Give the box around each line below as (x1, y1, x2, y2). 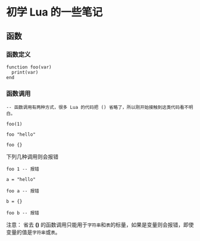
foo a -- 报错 (6, 188, 40, 194)
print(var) (11, 69, 39, 75)
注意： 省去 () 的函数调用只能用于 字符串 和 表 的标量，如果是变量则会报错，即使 (6, 221, 194, 229)
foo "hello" (6, 132, 36, 137)
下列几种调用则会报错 (6, 153, 58, 161)
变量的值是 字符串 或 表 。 (6, 229, 61, 236)
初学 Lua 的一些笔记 (6, 5, 103, 19)
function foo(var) (6, 64, 52, 70)
